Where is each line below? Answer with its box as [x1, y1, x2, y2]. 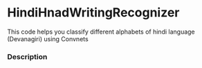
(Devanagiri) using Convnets [7, 34, 89, 43]
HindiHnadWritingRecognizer [7, 5, 180, 21]
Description [7, 52, 48, 61]
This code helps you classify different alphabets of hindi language [7, 27, 195, 36]
